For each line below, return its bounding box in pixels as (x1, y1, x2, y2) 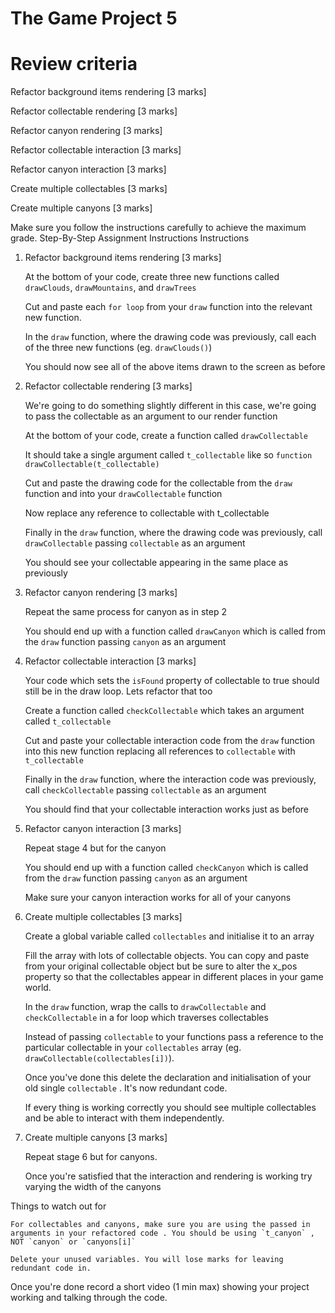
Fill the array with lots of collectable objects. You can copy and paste (24, 950, 310, 962)
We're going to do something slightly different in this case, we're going (24, 400, 317, 412)
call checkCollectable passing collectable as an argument (24, 784, 267, 796)
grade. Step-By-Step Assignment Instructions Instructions (10, 232, 250, 244)
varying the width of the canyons (24, 1181, 162, 1193)
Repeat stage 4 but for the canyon (24, 842, 167, 854)
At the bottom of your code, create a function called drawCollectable (24, 430, 309, 442)
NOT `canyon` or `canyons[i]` (10, 1237, 137, 1247)
